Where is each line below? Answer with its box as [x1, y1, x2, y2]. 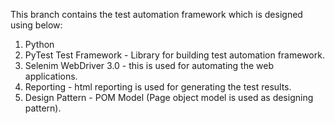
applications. [24, 70, 78, 82]
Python [24, 39, 55, 50]
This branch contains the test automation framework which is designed [10, 9, 303, 20]
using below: [10, 19, 63, 31]
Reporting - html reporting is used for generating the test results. [24, 81, 292, 93]
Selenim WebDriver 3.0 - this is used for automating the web [24, 60, 274, 71]
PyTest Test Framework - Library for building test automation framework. [24, 49, 325, 61]
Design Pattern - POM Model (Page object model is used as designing [24, 92, 314, 103]
